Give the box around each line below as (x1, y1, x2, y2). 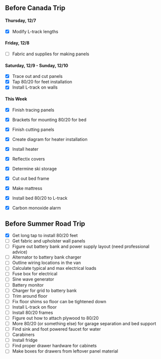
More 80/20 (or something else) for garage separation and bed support (12, 320, 157, 326)
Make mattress (12, 186, 43, 191)
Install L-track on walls (12, 84, 58, 90)
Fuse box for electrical (12, 271, 58, 277)
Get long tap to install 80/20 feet (12, 233, 78, 239)
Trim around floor (12, 293, 48, 299)
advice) (12, 249, 28, 255)
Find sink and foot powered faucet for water (12, 326, 101, 332)
